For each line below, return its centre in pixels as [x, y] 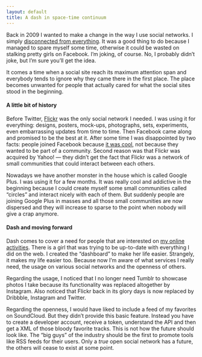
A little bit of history [32, 105]
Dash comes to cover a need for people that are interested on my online [96, 241]
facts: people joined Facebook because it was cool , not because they [93, 144]
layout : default [27, 12]
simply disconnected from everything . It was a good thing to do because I [98, 41]
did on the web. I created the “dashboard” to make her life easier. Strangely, [100, 254]
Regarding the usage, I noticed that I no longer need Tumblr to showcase [97, 278]
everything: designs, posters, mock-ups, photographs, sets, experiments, [97, 125]
